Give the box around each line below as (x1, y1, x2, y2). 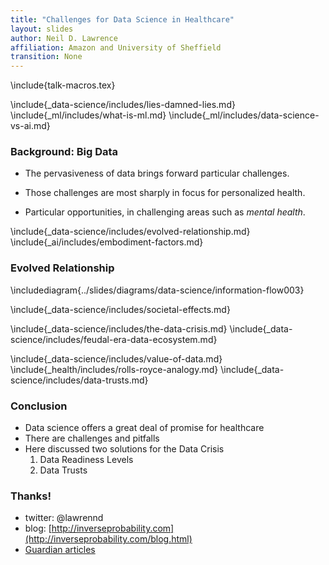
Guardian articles (24, 544, 96, 556)
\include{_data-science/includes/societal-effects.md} (10, 303, 231, 315)
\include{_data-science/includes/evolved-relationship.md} (10, 226, 251, 238)
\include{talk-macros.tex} (10, 79, 116, 91)
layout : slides (10, 24, 74, 34)
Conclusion (10, 399, 68, 413)
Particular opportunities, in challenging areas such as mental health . (24, 206, 306, 218)
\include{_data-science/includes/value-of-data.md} (10, 352, 223, 365)
